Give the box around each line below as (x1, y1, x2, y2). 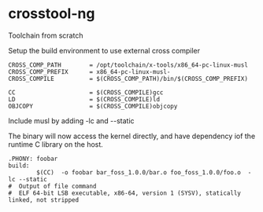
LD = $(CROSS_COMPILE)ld (8, 95, 160, 103)
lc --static (8, 175, 47, 183)
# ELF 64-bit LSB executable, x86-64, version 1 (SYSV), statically (8, 189, 242, 197)
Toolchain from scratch (8, 31, 83, 40)
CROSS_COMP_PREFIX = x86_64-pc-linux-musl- (8, 68, 171, 75)
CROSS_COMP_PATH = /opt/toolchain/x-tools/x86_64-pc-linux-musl (8, 60, 248, 69)
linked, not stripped (8, 196, 80, 204)
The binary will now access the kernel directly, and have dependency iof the (8, 131, 256, 141)
